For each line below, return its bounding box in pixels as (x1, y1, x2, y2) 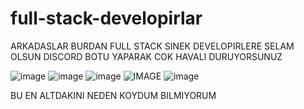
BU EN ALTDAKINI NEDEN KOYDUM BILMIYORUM (10, 89, 217, 101)
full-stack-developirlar (10, 7, 203, 30)
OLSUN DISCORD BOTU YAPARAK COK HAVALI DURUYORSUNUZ (10, 50, 283, 62)
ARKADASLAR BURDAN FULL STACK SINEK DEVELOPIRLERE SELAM (10, 40, 295, 52)
